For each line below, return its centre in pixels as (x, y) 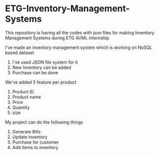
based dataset (20, 53)
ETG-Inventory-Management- (67, 9)
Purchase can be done (35, 72)
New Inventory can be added (42, 67)
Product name (27, 97)
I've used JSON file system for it (45, 62)
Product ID (23, 92)
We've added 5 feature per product (41, 82)
